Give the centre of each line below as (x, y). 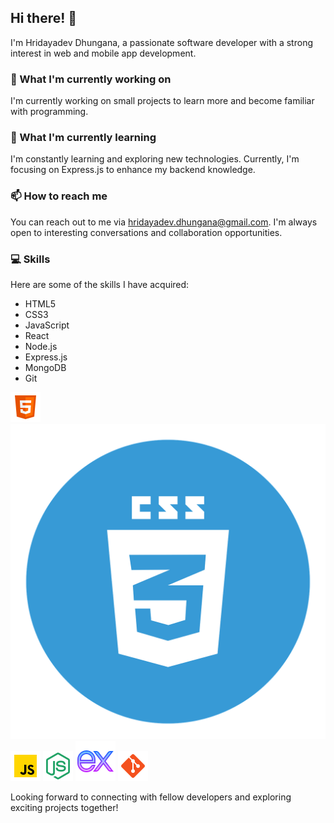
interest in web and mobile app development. (103, 53)
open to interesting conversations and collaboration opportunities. (146, 232)
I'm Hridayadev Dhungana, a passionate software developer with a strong (161, 42)
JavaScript (47, 325)
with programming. (49, 112)
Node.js (41, 346)
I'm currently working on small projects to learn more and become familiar (162, 101)
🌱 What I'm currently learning (83, 138)
